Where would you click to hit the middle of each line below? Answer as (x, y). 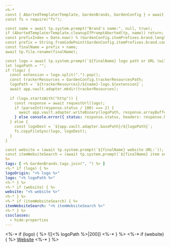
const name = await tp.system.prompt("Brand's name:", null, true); (79, 28)
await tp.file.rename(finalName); (42, 52)
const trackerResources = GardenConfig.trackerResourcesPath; (77, 80)
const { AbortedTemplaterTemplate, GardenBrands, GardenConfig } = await (85, 15)
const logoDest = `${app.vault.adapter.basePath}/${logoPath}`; (83, 127)
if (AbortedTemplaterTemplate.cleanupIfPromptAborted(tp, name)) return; (85, 33)
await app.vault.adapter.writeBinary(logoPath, (70, 112)
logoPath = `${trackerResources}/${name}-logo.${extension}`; (77, 84)
